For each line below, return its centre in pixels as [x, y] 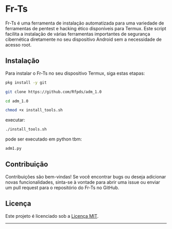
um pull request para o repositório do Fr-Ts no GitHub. [62, 188]
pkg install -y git [26, 82]
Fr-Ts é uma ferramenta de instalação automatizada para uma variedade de [85, 23]
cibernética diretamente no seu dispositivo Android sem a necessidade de [84, 39]
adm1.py [14, 149]
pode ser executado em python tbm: [44, 139]
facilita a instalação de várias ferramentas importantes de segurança [78, 34]
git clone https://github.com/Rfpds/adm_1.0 [53, 92]
